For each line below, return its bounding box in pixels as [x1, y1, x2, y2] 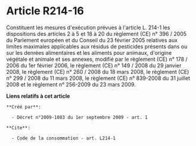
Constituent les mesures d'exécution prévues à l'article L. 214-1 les [6, 24, 170, 31]
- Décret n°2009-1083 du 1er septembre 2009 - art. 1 [11, 114, 148, 120]
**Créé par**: [6, 104, 42, 110]
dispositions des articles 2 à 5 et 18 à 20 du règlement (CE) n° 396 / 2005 [6, 30, 187, 37]
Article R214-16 [6, 4, 85, 18]
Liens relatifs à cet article [6, 92, 70, 100]
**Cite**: [6, 125, 31, 131]
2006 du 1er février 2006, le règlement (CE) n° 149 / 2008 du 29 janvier [6, 61, 182, 69]
